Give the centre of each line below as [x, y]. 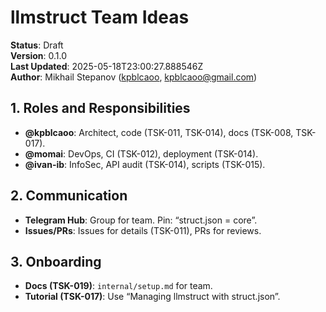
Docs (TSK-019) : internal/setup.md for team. [118, 286]
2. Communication [69, 196]
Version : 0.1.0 [39, 55]
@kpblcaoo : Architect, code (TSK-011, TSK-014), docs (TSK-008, [159, 132]
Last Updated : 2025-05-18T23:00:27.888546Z [107, 66]
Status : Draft [37, 45]
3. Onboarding [56, 261]
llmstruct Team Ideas [100, 17]
